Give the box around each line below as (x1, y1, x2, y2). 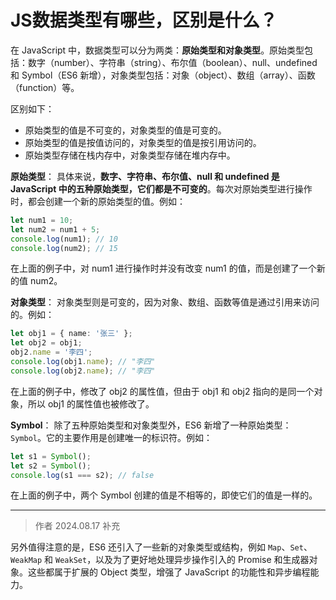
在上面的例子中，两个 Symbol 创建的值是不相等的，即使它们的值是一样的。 (10, 489, 318, 501)
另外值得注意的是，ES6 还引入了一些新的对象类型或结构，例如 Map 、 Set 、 (10, 541, 313, 553)
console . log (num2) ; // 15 (10, 243, 118, 253)
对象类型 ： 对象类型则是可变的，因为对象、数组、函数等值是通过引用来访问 (10, 296, 320, 308)
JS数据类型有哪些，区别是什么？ (10, 9, 278, 32)
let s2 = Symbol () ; (10, 461, 92, 471)
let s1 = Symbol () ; (10, 451, 92, 461)
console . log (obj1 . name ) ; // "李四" (10, 357, 156, 367)
